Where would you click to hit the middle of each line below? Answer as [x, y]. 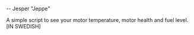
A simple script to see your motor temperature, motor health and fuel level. [97, 20]
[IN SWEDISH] [23, 26]
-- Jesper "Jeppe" [28, 9]
